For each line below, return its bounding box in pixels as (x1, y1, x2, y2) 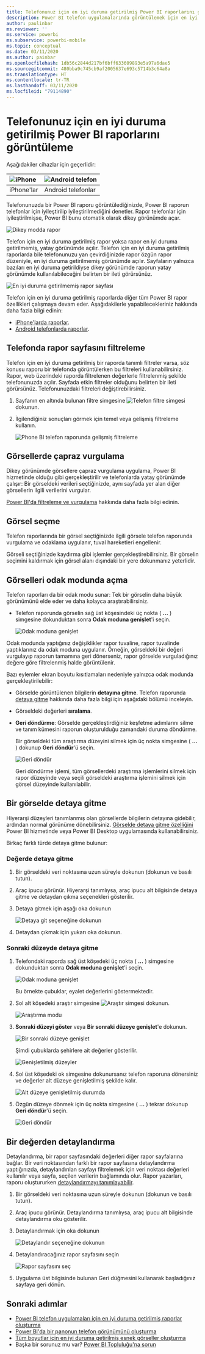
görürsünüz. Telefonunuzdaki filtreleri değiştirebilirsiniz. (6, 385, 146, 392)
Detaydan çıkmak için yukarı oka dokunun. (15, 929, 122, 936)
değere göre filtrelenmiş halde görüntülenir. (6, 659, 115, 666)
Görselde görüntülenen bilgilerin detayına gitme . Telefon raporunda (15, 689, 186, 696)
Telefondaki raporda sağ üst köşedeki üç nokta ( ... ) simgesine (15, 957, 174, 965)
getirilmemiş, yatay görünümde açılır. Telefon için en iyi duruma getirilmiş (6, 244, 190, 251)
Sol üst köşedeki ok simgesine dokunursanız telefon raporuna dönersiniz (15, 1070, 198, 1078)
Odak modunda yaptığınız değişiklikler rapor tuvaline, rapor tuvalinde (6, 639, 180, 647)
